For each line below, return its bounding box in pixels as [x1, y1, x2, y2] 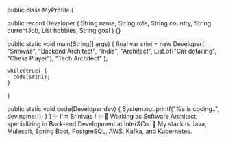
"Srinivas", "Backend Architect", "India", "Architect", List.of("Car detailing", [7, 47, 217, 55]
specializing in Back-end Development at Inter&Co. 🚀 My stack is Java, [7, 120, 207, 128]
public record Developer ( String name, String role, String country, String [7, 19, 212, 27]
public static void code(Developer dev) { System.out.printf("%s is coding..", [7, 105, 220, 113]
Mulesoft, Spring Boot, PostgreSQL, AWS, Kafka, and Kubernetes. [7, 127, 192, 135]
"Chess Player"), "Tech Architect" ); [7, 54, 108, 62]
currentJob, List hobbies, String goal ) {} [7, 27, 121, 34]
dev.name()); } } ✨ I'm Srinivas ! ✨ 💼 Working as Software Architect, [7, 113, 199, 120]
